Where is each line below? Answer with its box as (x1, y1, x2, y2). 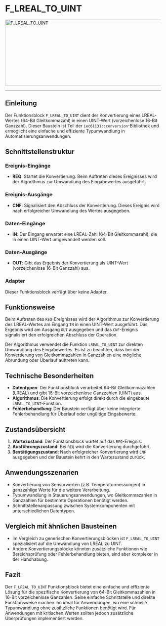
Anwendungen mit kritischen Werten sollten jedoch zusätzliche (5, 610, 133, 616)
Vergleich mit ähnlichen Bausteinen (5, 522, 117, 531)
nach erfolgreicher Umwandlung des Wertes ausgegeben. (12, 208, 131, 213)
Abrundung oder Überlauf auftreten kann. (5, 357, 90, 363)
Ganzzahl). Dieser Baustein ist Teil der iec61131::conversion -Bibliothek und (5, 123, 159, 128)
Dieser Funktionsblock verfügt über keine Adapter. (5, 289, 108, 294)
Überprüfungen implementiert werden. (5, 615, 84, 621)
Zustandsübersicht (5, 425, 66, 434)
